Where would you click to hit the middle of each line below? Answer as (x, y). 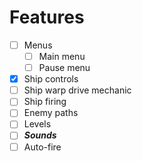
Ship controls (51, 79)
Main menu (62, 56)
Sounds (40, 135)
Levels (37, 124)
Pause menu (64, 68)
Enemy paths (51, 113)
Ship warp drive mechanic (77, 90)
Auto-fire (42, 147)
